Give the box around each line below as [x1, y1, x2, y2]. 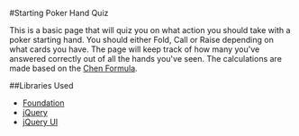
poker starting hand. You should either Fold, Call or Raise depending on [9, 35, 275, 45]
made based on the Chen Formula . [9, 63, 138, 73]
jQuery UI [22, 116, 59, 127]
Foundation [22, 98, 65, 108]
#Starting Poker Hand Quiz [9, 8, 109, 18]
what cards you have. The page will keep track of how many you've [9, 44, 260, 55]
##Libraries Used [9, 81, 74, 90]
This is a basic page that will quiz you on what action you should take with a [9, 25, 291, 35]
